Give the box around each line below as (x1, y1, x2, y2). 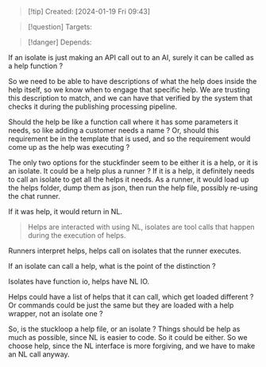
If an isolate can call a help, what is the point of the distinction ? (8, 262, 216, 270)
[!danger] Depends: (27, 37, 92, 47)
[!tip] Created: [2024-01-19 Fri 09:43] (27, 7, 151, 16)
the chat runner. (8, 192, 61, 201)
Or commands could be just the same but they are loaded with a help (8, 300, 234, 310)
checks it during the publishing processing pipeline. (8, 102, 177, 111)
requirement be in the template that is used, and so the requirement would (8, 134, 251, 143)
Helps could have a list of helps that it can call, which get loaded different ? (8, 292, 254, 301)
